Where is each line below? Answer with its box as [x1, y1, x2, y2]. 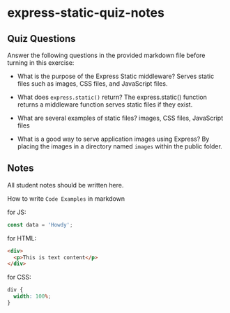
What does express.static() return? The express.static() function [17, 93, 207, 101]
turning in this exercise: [7, 59, 75, 67]
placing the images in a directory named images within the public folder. [17, 142, 223, 151]
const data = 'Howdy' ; [7, 221, 73, 228]
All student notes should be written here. [7, 181, 124, 189]
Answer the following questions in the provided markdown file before [7, 51, 206, 59]
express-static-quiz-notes [7, 5, 165, 21]
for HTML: [7, 234, 37, 242]
